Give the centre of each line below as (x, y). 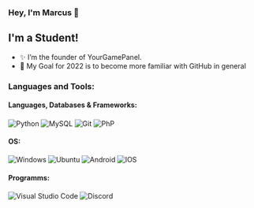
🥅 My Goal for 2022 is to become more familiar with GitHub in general (133, 65)
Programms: (29, 178)
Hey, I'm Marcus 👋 (44, 13)
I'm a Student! (43, 38)
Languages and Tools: (51, 86)
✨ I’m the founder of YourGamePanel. (80, 57)
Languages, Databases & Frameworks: (73, 105)
